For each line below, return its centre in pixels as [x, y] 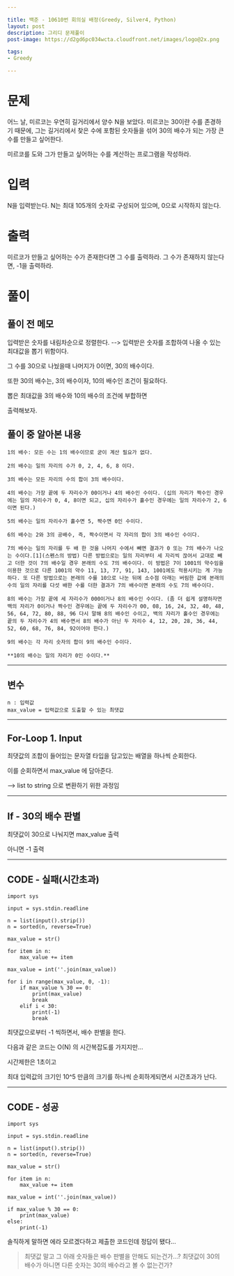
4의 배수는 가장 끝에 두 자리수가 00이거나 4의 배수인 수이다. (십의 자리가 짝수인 [109, 493]
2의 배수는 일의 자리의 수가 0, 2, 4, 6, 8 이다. [71, 466]
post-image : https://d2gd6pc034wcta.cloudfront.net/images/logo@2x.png [113, 39]
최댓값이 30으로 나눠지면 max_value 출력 [63, 834]
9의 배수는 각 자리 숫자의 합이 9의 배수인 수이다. [70, 642]
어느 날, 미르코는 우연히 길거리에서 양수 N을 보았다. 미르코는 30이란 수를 [105, 121]
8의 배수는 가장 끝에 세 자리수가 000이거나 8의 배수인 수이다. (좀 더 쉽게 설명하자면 [115, 599]
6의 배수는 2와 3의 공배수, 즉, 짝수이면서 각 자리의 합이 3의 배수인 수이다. [104, 534]
